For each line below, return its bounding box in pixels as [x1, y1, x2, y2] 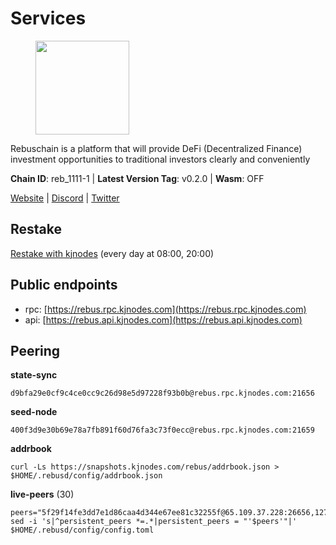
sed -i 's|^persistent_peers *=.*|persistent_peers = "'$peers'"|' [10, 517, 298, 527]
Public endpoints [10, 277, 118, 294]
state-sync [10, 369, 58, 381]
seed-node [10, 406, 58, 418]
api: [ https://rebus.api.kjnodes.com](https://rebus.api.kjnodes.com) [24, 313, 303, 326]
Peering [10, 342, 61, 359]
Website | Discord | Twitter [10, 192, 120, 204]
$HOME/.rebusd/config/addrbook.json [10, 471, 163, 481]
